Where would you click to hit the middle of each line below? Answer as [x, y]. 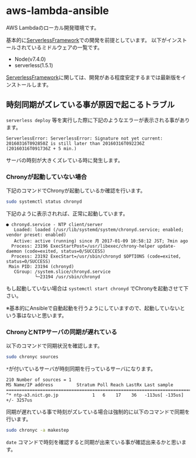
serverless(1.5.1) [34, 65]
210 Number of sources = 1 [39, 380]
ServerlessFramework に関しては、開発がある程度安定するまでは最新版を [94, 77]
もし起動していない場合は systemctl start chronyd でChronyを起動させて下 [97, 288]
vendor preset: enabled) [36, 235]
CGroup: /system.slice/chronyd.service [62, 272]
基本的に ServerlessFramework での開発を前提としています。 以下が [87, 40]
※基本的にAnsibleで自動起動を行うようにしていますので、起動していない [93, 308]
